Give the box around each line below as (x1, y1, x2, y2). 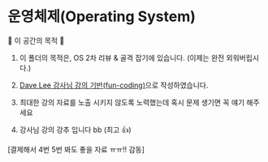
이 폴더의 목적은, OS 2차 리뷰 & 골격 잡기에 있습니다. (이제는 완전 (19, 53, 225, 62)
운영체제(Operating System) (7, 7, 197, 26)
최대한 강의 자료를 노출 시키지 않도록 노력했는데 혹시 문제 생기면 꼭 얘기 (19, 97, 245, 107)
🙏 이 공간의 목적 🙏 (7, 36, 65, 45)
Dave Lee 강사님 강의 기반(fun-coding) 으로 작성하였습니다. (19, 80, 209, 90)
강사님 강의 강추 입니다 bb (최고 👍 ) (19, 125, 132, 134)
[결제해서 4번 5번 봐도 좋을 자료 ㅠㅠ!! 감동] (7, 144, 145, 154)
